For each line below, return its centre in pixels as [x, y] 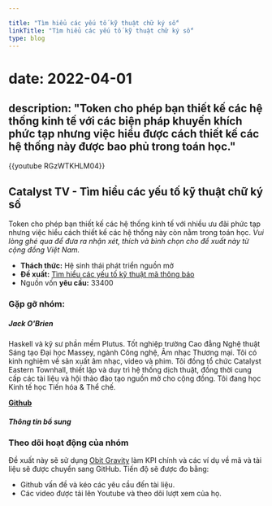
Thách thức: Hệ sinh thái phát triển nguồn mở [97, 266]
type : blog [27, 38]
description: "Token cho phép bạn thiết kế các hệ [136, 108]
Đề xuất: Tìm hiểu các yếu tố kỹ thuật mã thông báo [107, 274]
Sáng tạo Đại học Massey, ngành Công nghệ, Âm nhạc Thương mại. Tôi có [133, 353]
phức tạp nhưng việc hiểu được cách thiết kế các [134, 134]
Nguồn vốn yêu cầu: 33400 [67, 283]
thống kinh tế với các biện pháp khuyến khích [125, 121]
